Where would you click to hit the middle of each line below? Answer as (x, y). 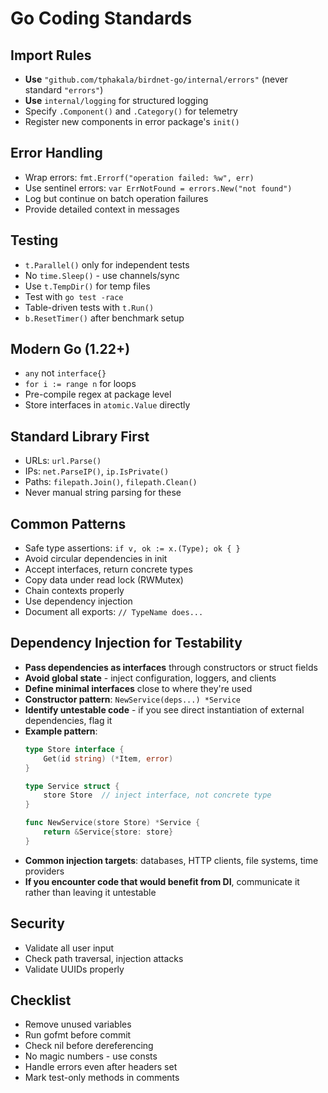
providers (44, 871)
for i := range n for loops (80, 384)
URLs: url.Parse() (63, 461)
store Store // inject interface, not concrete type (157, 795)
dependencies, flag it (68, 720)
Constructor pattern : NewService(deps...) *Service (133, 699)
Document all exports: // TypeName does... (114, 612)
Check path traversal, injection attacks (104, 958)
